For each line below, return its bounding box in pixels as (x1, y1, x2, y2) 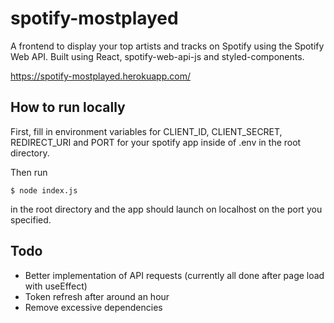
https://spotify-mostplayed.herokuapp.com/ (10, 70, 191, 82)
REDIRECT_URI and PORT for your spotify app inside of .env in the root (10, 136, 302, 148)
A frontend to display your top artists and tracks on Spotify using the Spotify (10, 40, 325, 52)
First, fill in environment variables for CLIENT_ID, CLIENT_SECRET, (10, 125, 283, 137)
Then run (10, 166, 48, 178)
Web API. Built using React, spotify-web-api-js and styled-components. (10, 50, 305, 62)
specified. (10, 213, 52, 226)
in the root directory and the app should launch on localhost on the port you (10, 203, 323, 215)
